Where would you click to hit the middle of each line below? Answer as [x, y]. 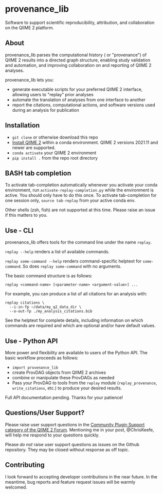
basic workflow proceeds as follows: [42, 358]
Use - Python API [31, 341]
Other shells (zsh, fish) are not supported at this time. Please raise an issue [80, 210]
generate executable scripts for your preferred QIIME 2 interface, [77, 89]
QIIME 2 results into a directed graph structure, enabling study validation [78, 60]
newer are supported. [34, 147]
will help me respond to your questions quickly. [52, 435]
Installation [22, 125]
